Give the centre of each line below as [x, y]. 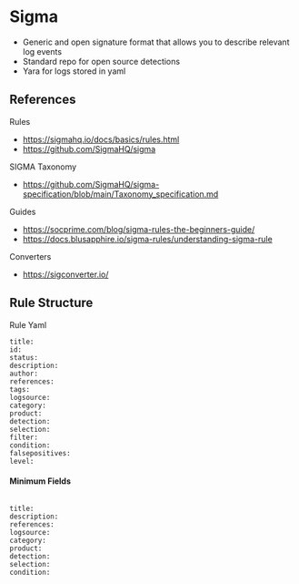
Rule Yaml [28, 324]
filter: [24, 437]
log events [42, 51]
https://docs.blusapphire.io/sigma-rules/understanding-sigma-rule [147, 239]
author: [24, 374]
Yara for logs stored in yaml [74, 71]
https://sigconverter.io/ [65, 274]
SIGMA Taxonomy [43, 167]
